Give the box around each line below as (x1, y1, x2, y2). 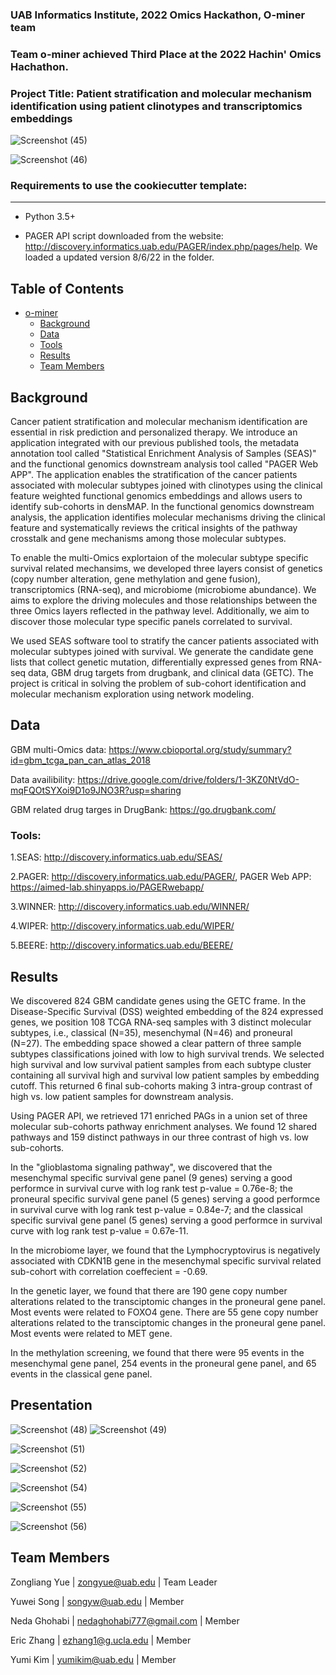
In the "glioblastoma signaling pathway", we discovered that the (10, 1161, 273, 1173)
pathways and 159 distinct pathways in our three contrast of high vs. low (10, 1131, 309, 1143)
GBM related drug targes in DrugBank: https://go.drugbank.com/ (10, 803, 277, 815)
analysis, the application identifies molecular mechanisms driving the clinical (10, 511, 326, 523)
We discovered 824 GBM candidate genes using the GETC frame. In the (10, 994, 307, 1007)
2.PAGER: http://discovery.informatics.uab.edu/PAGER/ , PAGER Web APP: (10, 871, 312, 883)
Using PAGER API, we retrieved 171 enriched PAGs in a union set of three (10, 1109, 308, 1122)
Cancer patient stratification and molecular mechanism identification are (10, 416, 308, 428)
